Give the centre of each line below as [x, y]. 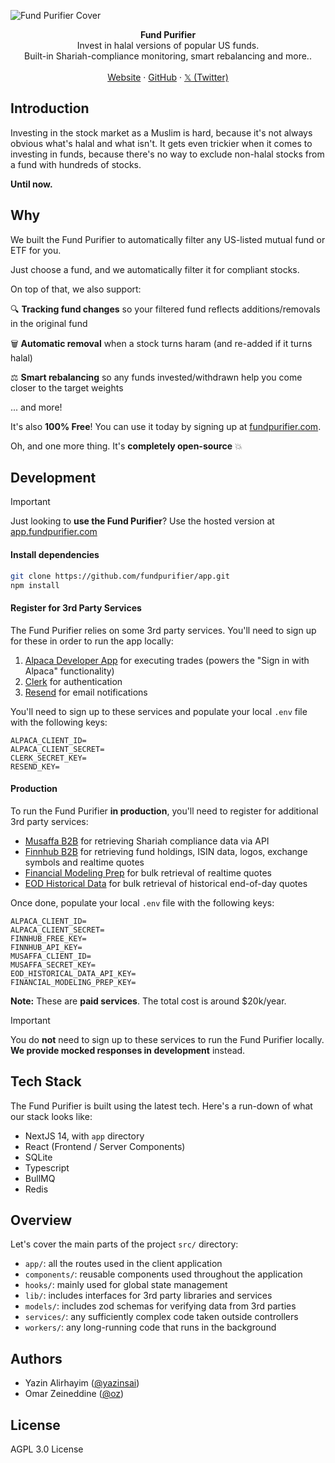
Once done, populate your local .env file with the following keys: [142, 902]
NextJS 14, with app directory [84, 1136]
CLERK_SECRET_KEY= [48, 758]
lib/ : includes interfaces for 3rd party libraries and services [148, 1296]
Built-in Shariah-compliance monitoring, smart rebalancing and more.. [168, 56]
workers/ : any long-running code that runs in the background [150, 1327]
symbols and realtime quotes [84, 862]
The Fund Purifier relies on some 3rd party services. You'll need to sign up [163, 630]
